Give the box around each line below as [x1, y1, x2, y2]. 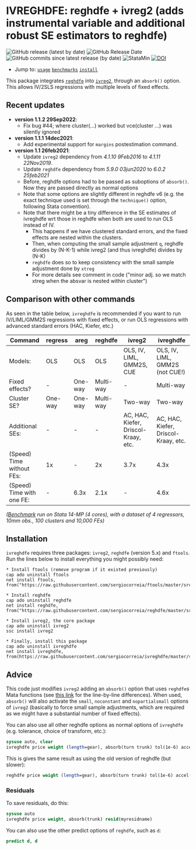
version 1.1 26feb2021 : [14, 147, 70, 154]
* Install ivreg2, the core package [6, 618, 95, 624]
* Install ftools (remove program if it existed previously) [6, 567, 158, 573]
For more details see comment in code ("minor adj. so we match [32, 271, 186, 278]
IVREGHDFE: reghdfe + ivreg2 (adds [6, 4, 184, 18]
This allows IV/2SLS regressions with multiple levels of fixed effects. [6, 83, 170, 90]
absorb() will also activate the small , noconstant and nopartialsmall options [6, 697, 188, 705]
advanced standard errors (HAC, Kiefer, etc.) [6, 322, 114, 329]
